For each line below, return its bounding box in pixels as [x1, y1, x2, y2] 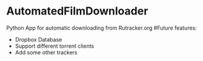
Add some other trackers [15, 48, 78, 56]
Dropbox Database [15, 36, 62, 43]
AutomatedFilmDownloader [6, 4, 148, 18]
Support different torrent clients [15, 42, 95, 50]
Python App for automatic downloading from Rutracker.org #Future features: [6, 24, 197, 31]
